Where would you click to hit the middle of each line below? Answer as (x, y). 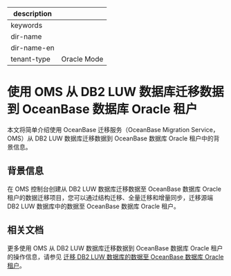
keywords (27, 25)
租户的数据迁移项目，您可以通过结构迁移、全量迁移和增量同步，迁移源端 (110, 197)
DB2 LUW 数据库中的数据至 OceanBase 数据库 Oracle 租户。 (93, 206)
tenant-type (30, 59)
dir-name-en (33, 48)
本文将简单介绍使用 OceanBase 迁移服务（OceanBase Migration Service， (113, 129)
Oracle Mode (82, 59)
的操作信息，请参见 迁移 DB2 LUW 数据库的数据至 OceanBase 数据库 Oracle (115, 257)
